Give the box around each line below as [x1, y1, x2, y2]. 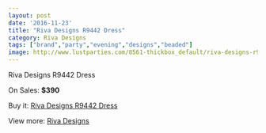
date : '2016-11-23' [8, 19, 73, 27]
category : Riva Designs [8, 33, 87, 42]
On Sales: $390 [8, 85, 60, 95]
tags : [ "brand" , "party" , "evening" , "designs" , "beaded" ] [8, 41, 193, 49]
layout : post [8, 11, 51, 20]
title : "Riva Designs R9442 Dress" [8, 26, 126, 34]
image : [8, 48, 30, 56]
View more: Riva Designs [8, 116, 89, 125]
